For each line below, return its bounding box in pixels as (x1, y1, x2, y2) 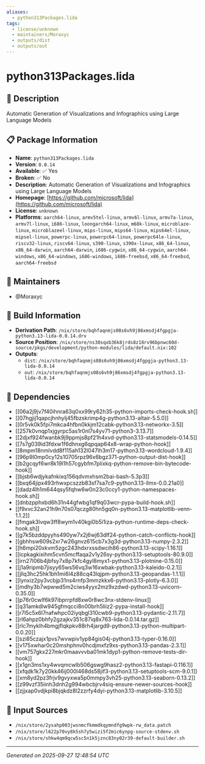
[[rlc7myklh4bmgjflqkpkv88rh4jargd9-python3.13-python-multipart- (15, 622, 187, 630)
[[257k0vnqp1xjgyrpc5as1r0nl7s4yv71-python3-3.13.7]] (15, 427, 154, 435)
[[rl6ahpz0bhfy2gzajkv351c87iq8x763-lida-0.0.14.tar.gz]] (15, 615, 160, 623)
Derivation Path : (15, 326, 57, 334)
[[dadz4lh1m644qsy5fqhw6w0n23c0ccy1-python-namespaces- (15, 486, 177, 493)
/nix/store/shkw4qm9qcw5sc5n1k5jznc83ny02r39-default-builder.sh (15, 735, 185, 741)
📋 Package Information (6, 135, 98, 145)
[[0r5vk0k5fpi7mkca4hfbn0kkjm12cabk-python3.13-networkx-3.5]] (15, 421, 184, 428)
